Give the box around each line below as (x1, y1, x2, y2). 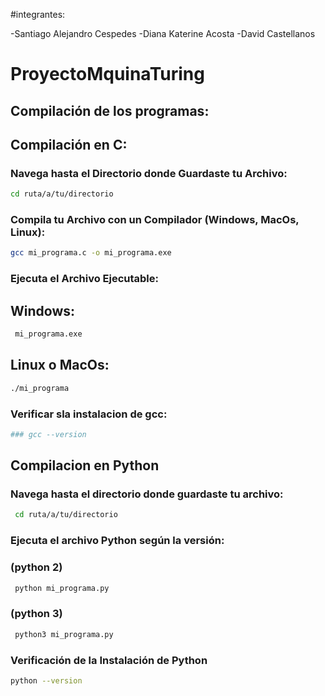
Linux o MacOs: (10, 357, 110, 374)
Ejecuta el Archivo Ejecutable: (10, 272, 160, 286)
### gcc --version (10, 429, 87, 439)
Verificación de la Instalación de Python (10, 653, 208, 667)
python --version (10, 675, 83, 686)
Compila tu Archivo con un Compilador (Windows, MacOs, (10, 213, 300, 227)
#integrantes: (10, 9, 66, 20)
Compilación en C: (10, 136, 128, 153)
